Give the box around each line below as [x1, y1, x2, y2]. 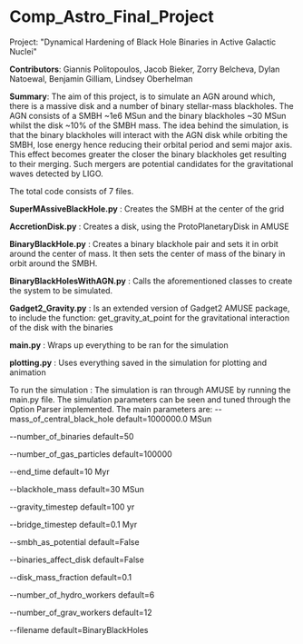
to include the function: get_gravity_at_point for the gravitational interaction [9, 312, 290, 323]
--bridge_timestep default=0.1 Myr [9, 519, 138, 530]
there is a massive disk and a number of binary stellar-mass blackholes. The [9, 100, 294, 111]
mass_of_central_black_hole [9, 413, 115, 424]
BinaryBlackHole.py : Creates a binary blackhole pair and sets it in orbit [9, 238, 279, 249]
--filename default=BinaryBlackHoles [9, 624, 149, 635]
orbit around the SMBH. [9, 257, 98, 269]
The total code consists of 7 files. [9, 185, 134, 196]
